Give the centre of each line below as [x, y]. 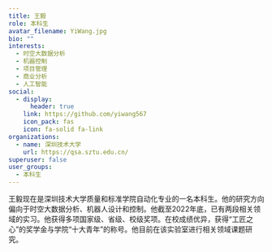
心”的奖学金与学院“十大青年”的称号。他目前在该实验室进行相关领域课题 [127, 229]
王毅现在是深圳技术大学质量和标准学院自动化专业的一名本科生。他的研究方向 [136, 199]
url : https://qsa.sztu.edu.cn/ [76, 152]
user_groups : [30, 167]
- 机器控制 [32, 62]
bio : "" [22, 39]
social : [22, 91]
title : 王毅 [27, 16]
